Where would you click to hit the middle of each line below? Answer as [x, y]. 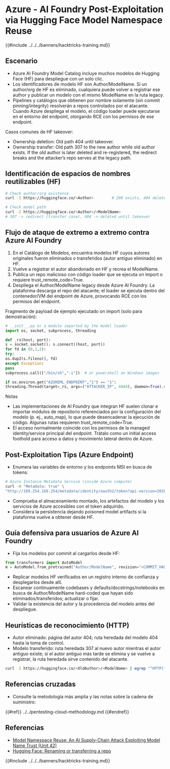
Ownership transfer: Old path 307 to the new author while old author [84, 147]
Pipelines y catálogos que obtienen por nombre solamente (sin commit [86, 100]
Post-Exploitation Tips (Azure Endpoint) [70, 455]
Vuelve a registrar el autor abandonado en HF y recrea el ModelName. [86, 269]
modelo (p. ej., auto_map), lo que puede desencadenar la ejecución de [86, 417]
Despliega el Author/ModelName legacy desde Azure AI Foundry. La [84, 285]
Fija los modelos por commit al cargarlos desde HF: [66, 553]
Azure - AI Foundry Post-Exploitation [84, 9]
